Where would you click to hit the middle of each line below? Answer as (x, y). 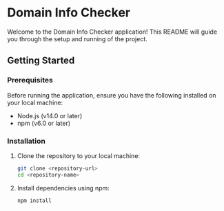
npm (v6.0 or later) (44, 123)
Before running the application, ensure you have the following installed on (112, 95)
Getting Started (41, 61)
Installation (27, 141)
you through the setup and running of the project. (78, 38)
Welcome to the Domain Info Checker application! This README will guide (112, 32)
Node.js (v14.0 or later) (50, 115)
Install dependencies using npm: (63, 188)
